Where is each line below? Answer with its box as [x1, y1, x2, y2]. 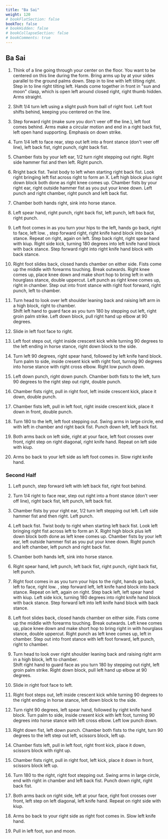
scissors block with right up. [12, 747, 71, 753]
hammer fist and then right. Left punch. [12, 513, 94, 519]
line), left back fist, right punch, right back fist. [12, 144, 108, 150]
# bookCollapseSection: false [5, 31, 69, 36]
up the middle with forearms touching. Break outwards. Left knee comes [12, 620, 162, 626]
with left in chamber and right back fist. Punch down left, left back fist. [12, 424, 158, 430]
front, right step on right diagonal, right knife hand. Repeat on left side [12, 439, 157, 445]
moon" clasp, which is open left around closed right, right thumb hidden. [12, 88, 162, 94]
